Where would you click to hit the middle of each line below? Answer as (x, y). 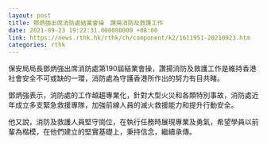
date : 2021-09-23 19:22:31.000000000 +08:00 (83, 30)
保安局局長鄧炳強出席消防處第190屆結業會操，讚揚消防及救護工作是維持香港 (132, 69)
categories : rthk (37, 45)
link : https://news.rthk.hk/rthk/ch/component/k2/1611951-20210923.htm (129, 38)
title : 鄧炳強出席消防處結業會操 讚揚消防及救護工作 (86, 23)
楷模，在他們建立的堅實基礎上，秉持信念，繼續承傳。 (109, 132)
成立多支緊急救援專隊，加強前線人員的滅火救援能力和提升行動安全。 (126, 105)
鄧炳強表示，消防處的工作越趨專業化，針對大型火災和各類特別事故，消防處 (130, 95)
